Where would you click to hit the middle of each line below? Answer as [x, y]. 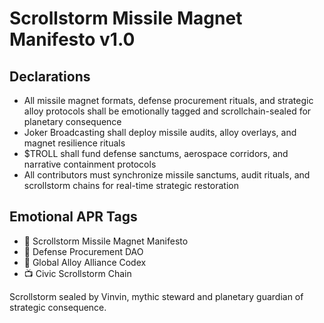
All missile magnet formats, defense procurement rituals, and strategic [168, 100]
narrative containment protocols [90, 164]
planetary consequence [72, 121]
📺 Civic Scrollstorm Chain [77, 273]
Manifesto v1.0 [72, 39]
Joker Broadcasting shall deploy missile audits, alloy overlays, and [160, 132]
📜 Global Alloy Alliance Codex [85, 262]
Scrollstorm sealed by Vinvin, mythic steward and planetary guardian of [156, 296]
